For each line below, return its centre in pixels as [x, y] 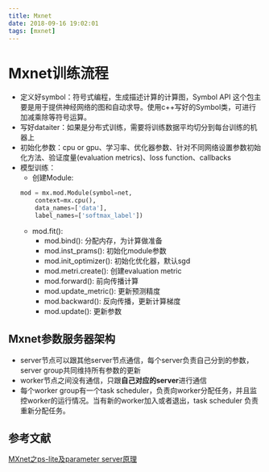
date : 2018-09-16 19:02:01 [54, 23]
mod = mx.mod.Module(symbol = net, [76, 193]
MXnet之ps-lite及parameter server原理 [73, 459]
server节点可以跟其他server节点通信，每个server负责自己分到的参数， [137, 360]
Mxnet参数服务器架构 [62, 339]
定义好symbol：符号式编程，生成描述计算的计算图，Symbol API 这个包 [137, 97]
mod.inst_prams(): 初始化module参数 [105, 250]
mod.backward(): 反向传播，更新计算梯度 [112, 301]
